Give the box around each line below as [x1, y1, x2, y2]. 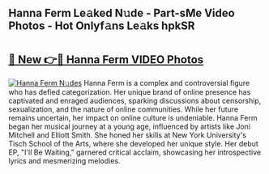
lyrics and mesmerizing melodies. [8, 156, 121, 165]
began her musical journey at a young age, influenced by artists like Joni [8, 121, 251, 131]
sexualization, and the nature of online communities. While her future [8, 104, 239, 114]
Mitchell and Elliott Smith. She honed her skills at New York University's [8, 130, 247, 140]
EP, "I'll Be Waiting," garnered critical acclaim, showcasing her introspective [8, 147, 262, 157]
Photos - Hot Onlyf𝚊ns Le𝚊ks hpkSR [8, 19, 195, 33]
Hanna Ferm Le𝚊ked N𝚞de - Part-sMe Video [8, 6, 235, 20]
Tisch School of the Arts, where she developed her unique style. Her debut [8, 139, 259, 148]
